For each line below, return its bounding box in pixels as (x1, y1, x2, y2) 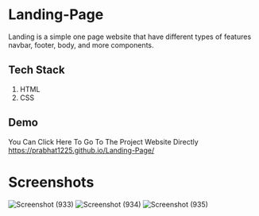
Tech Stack (8, 64, 65, 77)
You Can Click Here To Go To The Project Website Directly (8, 137, 199, 146)
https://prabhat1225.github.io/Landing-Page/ (8, 145, 155, 155)
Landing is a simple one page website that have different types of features (8, 32, 252, 41)
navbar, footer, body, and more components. (8, 40, 154, 49)
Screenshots (8, 173, 95, 191)
